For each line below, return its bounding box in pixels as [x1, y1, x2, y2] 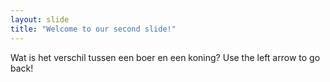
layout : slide [10, 14, 70, 25]
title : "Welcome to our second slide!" [10, 24, 177, 34]
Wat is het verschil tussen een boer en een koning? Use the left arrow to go [10, 51, 321, 63]
